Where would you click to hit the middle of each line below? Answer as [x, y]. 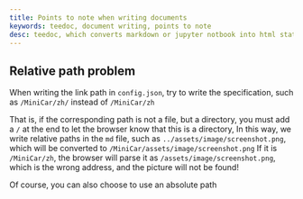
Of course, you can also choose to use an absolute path [113, 185]
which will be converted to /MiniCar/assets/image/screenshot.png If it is [143, 149]
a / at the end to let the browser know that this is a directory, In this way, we [150, 129]
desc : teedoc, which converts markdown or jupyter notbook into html [143, 34]
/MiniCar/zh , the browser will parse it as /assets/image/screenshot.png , [143, 158]
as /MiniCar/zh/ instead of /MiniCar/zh [82, 102]
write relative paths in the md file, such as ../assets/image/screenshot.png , [148, 139]
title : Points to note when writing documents [98, 18]
